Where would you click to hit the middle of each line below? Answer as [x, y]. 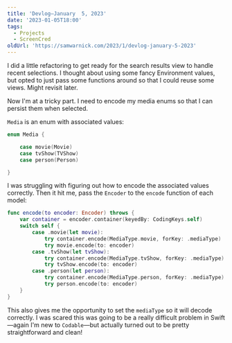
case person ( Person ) [49, 160]
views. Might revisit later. [43, 88]
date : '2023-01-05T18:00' [44, 20]
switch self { [40, 226]
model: [17, 200]
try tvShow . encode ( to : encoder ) [91, 265]
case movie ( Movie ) [46, 147]
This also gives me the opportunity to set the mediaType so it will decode [110, 310]
